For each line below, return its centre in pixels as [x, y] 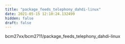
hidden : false [19, 18]
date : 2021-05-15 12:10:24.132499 [40, 14]
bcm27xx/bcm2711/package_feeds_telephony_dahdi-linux [63, 36]
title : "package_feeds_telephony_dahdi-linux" [53, 9]
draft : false [18, 23]
